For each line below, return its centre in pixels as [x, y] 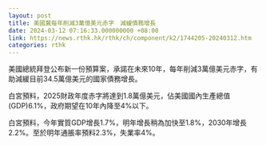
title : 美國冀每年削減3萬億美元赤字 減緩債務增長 [82, 23]
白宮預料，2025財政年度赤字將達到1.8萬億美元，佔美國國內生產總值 [119, 96]
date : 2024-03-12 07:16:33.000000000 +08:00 [83, 30]
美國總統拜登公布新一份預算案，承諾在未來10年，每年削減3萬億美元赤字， [130, 69]
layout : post [30, 16]
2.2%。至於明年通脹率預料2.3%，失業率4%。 [84, 133]
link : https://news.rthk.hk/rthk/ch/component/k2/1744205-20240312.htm [130, 38]
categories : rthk [37, 45]
